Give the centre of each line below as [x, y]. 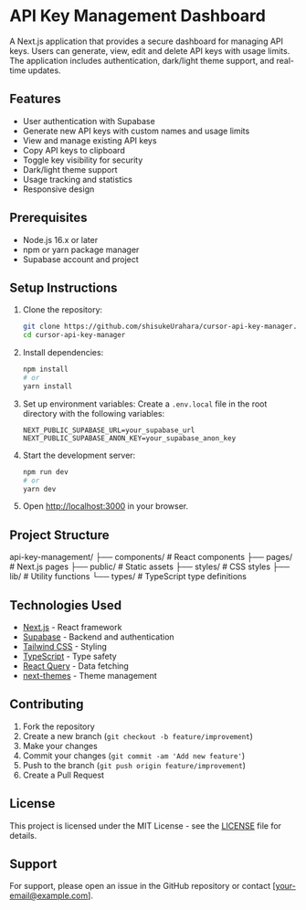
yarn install [47, 386]
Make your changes [60, 746]
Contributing [47, 704]
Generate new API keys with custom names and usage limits [136, 131]
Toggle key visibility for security [83, 160]
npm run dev [45, 471]
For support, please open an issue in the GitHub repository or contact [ [142, 886]
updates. [44, 70]
